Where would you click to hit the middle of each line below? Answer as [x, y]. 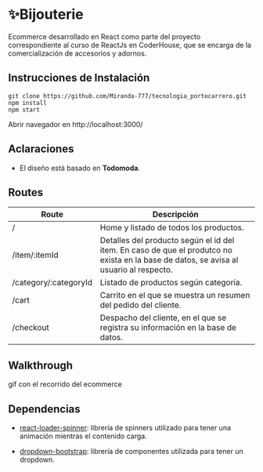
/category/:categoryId [52, 282]
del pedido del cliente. [141, 305]
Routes [26, 192]
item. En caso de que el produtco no [166, 250]
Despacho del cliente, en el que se [163, 318]
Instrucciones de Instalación [79, 78]
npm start [24, 110]
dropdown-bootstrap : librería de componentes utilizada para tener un [131, 451]
